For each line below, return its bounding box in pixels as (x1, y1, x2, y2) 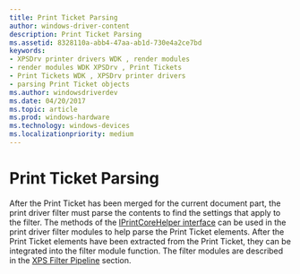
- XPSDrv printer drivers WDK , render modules (9, 55, 191, 64)
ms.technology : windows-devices (9, 122, 130, 131)
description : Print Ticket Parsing (9, 30, 142, 39)
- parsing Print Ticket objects (9, 80, 130, 89)
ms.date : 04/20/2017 (9, 96, 87, 106)
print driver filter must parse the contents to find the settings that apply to (9, 207, 281, 218)
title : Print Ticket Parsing (9, 13, 118, 22)
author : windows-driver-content (9, 21, 130, 30)
